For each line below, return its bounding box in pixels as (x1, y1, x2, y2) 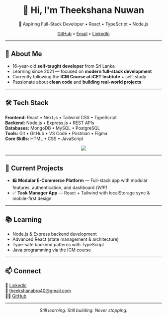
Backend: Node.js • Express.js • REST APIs (5, 120, 94, 126)
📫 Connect (5, 267, 41, 275)
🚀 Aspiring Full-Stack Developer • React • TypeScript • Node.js (18, 21, 149, 27)
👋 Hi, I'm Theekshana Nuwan (23, 4, 144, 16)
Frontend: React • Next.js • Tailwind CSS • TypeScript (5, 114, 117, 120)
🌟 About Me (5, 50, 42, 58)
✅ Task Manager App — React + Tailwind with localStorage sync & (12, 190, 150, 196)
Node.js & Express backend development (12, 231, 97, 237)
